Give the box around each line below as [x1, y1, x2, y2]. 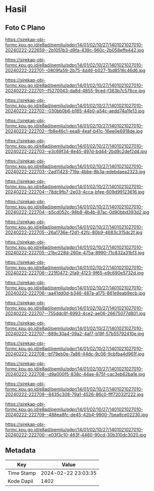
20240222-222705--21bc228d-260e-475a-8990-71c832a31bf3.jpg [5, 250, 145, 255]
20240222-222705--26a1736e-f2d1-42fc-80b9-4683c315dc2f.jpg [5, 229, 143, 235]
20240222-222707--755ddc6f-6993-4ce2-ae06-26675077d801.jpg [5, 311, 146, 316]
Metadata [5, 446, 36, 455]
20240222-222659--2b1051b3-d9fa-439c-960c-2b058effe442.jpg [5, 47, 144, 53]
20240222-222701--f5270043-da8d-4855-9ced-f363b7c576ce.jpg [5, 88, 146, 93]
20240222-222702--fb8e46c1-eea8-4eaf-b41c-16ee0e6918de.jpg [5, 128, 143, 134]
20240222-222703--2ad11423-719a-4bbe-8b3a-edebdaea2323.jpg [5, 168, 146, 174]
